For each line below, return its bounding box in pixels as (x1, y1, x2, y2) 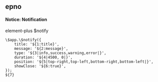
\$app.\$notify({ (5, 37, 42, 42)
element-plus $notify (5, 27, 49, 33)
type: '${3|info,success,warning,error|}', (14, 50, 107, 55)
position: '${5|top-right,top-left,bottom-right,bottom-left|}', (14, 59, 154, 64)
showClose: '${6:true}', (14, 63, 66, 68)
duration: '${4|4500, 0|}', (14, 54, 73, 60)
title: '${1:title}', (14, 41, 59, 46)
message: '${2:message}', (14, 46, 69, 51)
